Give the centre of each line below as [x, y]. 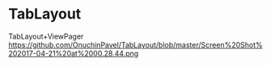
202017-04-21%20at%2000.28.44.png [74, 53]
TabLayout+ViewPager [46, 36]
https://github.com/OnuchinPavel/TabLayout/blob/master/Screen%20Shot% [135, 44]
